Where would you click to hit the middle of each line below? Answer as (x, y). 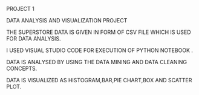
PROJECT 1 (20, 9)
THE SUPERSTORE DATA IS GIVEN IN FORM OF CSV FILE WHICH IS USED (99, 32)
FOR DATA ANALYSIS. (34, 38)
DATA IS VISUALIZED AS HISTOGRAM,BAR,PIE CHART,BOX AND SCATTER (99, 80)
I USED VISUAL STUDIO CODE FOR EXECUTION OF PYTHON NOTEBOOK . (100, 50)
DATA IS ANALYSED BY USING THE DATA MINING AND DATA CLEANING (97, 62)
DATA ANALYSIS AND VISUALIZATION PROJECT (67, 20)
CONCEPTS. (22, 68)
